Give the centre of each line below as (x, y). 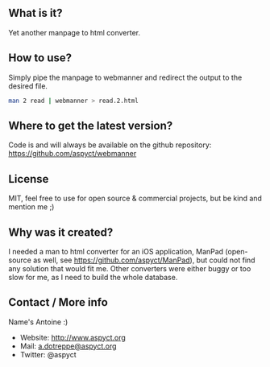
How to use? (40, 58)
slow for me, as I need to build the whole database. (93, 277)
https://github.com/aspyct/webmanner (73, 154)
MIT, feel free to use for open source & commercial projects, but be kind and (135, 198)
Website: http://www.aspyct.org (73, 337)
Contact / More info (58, 302)
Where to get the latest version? (91, 125)
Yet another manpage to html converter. (75, 32)
